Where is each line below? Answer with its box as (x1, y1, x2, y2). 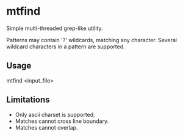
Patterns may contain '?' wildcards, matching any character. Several (6, 36, 177, 43)
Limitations (6, 95, 50, 105)
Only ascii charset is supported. (15, 111, 96, 118)
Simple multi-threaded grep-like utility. (6, 24, 103, 32)
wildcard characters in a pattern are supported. (6, 43, 125, 50)
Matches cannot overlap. (15, 124, 78, 131)
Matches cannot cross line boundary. (15, 117, 109, 125)
